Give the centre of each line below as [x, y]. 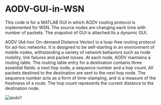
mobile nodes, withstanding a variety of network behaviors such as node [78, 52]
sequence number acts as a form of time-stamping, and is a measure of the [80, 78]
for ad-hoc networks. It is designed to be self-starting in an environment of [80, 47]
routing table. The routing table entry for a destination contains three [73, 62]
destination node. [23, 88]
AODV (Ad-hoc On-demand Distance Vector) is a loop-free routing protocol [80, 42]
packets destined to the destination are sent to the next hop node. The [75, 73]
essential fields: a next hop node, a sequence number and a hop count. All [79, 67]
